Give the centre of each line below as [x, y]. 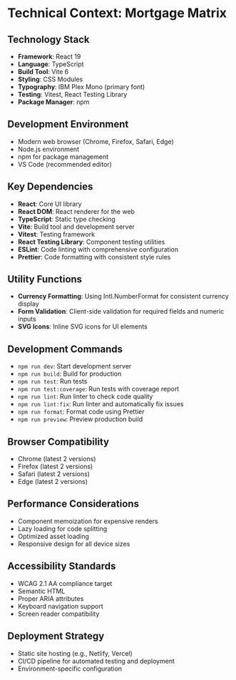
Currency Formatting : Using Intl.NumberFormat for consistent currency [123, 297]
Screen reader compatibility [58, 614]
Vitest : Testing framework [56, 234]
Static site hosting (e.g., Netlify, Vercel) [75, 653]
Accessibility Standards [62, 566]
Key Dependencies [50, 187]
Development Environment [68, 124]
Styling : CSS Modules [50, 79]
